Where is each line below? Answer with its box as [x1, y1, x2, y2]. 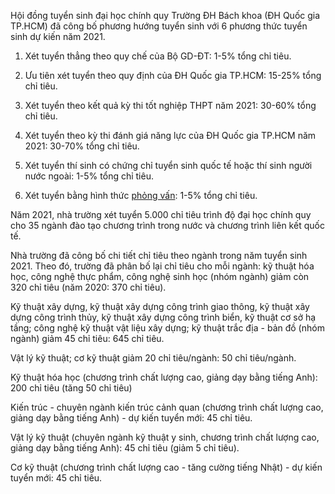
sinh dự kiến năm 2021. [10, 31, 106, 42]
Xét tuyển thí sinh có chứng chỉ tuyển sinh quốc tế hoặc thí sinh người [24, 160, 313, 171]
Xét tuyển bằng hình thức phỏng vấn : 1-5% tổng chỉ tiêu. [24, 190, 258, 201]
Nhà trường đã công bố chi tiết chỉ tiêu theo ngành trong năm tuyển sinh [10, 250, 308, 261]
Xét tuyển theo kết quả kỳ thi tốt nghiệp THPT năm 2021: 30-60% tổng [24, 100, 317, 111]
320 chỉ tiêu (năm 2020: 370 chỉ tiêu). [10, 281, 167, 293]
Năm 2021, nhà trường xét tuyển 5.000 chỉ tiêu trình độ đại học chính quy [10, 209, 312, 220]
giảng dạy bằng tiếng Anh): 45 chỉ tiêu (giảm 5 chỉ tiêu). [10, 442, 240, 454]
